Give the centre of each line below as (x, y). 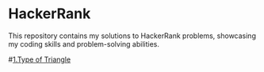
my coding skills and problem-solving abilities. (84, 44)
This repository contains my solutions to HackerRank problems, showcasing (132, 36)
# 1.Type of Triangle (40, 59)
